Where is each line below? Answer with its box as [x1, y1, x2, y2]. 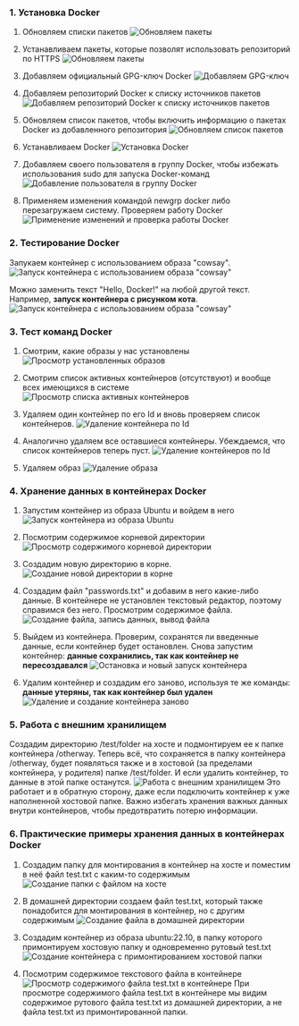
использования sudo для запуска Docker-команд [21, 168, 210, 180]
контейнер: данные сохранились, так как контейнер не [21, 650, 239, 661]
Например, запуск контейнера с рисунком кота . [9, 293, 198, 304]
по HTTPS [21, 54, 61, 64]
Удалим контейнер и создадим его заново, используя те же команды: [21, 677, 291, 688]
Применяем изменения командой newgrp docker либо [21, 195, 230, 207]
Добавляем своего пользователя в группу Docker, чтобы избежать [21, 159, 279, 170]
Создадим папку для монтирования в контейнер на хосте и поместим [21, 859, 291, 869]
